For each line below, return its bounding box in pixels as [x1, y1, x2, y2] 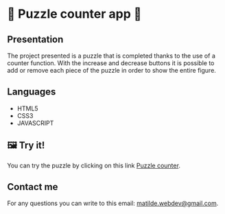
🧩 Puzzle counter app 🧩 [7, 6, 142, 22]
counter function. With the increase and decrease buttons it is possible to [7, 59, 215, 67]
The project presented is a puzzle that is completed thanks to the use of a [7, 51, 216, 60]
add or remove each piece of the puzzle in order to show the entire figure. [7, 67, 216, 74]
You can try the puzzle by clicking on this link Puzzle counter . [7, 161, 180, 169]
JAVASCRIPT [16, 119, 54, 127]
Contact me [7, 181, 58, 193]
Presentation [7, 34, 64, 45]
